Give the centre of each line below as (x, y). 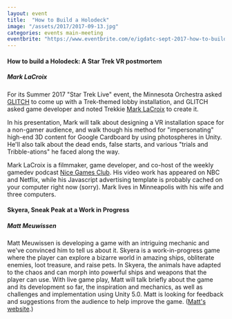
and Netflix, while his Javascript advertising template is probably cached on (115, 179)
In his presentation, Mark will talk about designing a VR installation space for (116, 122)
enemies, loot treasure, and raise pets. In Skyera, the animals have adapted (114, 265)
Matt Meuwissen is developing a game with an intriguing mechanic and (108, 243)
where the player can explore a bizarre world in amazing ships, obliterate (111, 258)
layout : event (28, 13)
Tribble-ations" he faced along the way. (64, 152)
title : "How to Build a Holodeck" (58, 20)
